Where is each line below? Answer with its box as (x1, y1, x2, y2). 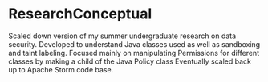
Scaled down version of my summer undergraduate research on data (8, 31, 237, 41)
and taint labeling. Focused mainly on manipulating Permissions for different (8, 48, 259, 57)
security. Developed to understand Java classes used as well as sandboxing (8, 39, 261, 49)
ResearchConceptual (8, 5, 152, 23)
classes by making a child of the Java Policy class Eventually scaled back (8, 57, 251, 66)
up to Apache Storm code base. (8, 64, 114, 74)
